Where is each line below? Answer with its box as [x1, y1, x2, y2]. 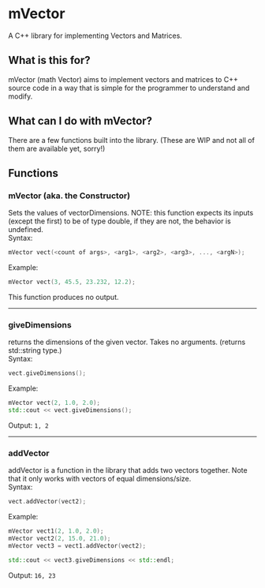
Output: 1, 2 [8, 420, 49, 430]
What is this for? [8, 54, 91, 67]
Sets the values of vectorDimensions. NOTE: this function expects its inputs [8, 208, 254, 218]
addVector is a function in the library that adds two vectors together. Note [8, 466, 248, 475]
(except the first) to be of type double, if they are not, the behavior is [8, 216, 231, 226]
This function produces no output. [8, 293, 119, 301]
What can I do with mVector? [8, 114, 152, 128]
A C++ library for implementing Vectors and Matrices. [8, 31, 183, 40]
